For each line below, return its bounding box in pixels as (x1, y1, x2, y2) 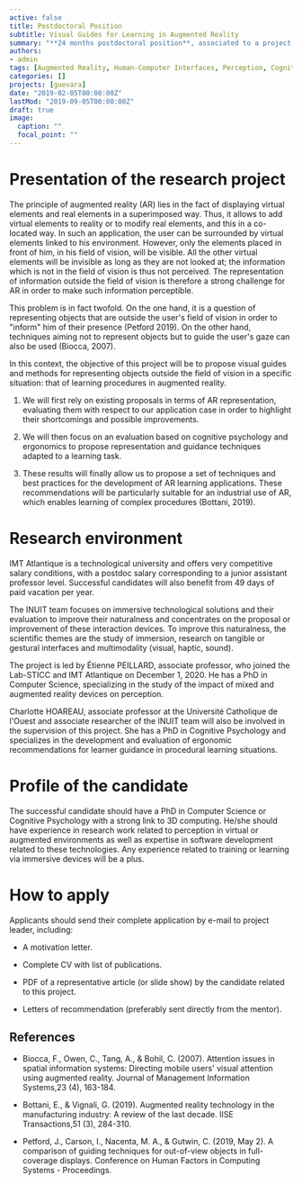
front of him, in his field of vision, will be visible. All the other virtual (9, 247, 258, 258)
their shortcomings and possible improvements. (22, 413, 200, 424)
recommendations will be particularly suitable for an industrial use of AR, (22, 487, 292, 498)
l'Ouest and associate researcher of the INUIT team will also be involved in (9, 715, 286, 726)
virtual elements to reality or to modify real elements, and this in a (9, 218, 252, 229)
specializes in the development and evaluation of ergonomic (9, 735, 232, 746)
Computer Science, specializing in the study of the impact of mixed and (9, 679, 274, 690)
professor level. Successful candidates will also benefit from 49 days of (9, 577, 275, 588)
